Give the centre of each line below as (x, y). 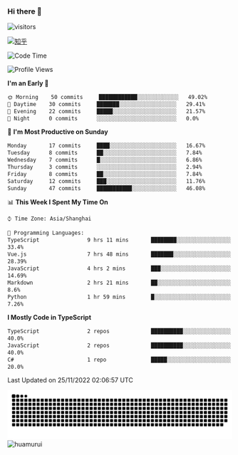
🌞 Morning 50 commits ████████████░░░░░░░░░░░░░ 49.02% (108, 98)
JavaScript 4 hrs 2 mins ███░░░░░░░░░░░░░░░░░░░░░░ (119, 269)
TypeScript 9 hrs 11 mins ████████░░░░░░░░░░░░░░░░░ (119, 240)
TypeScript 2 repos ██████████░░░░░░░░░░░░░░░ (119, 331)
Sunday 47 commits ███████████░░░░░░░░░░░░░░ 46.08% (106, 189)
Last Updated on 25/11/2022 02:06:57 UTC (70, 380)
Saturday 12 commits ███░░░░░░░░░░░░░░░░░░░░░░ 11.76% (106, 182)
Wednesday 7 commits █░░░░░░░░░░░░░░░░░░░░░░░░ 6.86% (105, 160)
